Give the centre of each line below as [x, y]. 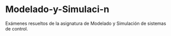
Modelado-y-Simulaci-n [57, 9]
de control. [17, 28]
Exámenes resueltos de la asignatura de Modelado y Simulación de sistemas [86, 23]
